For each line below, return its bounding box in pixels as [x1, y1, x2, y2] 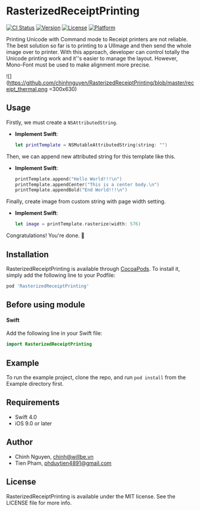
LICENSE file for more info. [6, 499, 72, 506]
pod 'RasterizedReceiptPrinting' [6, 283, 90, 289]
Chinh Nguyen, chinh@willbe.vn [14, 453, 94, 460]
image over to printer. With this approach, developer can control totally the [6, 48, 190, 55]
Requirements [6, 397, 60, 408]
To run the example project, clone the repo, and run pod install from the [6, 374, 186, 381]
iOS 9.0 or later [14, 419, 53, 427]
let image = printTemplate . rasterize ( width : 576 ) [14, 221, 141, 227]
